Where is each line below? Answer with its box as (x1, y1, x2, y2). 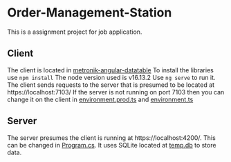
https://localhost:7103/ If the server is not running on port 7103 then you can (7, 88, 225, 96)
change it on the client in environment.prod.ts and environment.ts (7, 95, 194, 103)
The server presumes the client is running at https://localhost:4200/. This (7, 133, 216, 142)
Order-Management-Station (7, 5, 172, 21)
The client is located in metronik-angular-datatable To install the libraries (7, 65, 214, 74)
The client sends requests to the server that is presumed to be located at (7, 81, 215, 89)
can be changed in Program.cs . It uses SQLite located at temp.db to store (7, 141, 216, 149)
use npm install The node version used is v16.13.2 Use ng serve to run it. (7, 73, 216, 81)
